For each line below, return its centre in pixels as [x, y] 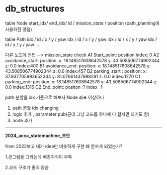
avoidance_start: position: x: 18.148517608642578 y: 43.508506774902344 [83, 60]
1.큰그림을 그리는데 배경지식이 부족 [39, 157]
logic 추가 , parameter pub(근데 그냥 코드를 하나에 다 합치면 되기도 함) [81, 114]
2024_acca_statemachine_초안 [38, 136]
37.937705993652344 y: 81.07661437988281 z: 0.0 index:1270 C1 [73, 76]
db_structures [35, 9]
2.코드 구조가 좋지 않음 [27, 167]
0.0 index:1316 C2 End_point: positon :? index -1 [54, 87]
